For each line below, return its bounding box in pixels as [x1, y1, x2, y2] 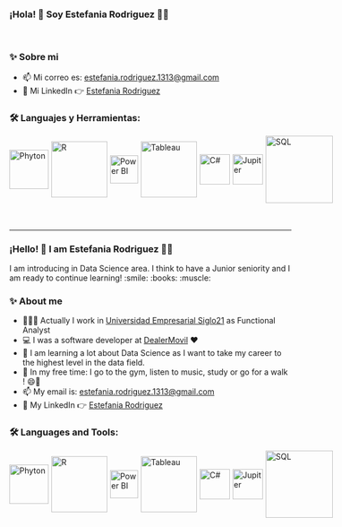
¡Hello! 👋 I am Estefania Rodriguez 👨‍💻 [9, 242, 174, 255]
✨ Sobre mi [9, 51, 59, 64]
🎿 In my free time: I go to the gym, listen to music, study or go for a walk [21, 367, 288, 377]
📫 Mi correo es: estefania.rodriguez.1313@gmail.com [21, 72, 219, 82]
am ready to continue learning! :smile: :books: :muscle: [9, 272, 211, 283]
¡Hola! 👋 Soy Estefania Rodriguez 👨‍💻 [9, 8, 169, 21]
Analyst [21, 324, 51, 335]
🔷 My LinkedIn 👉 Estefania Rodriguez [21, 400, 163, 410]
